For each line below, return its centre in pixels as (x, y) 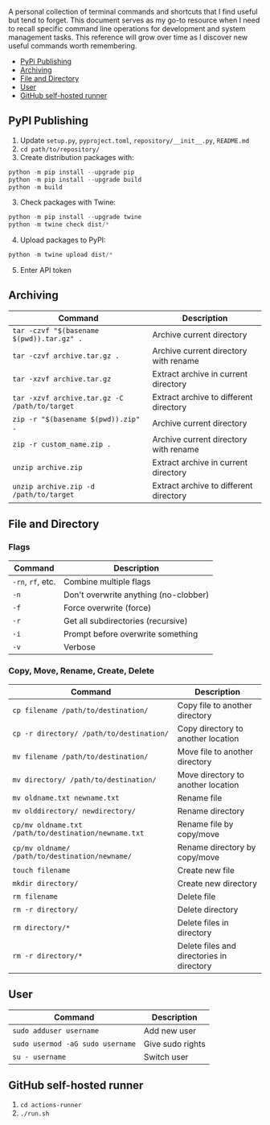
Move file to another (215, 752)
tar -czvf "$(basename (55, 330)
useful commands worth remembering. (73, 46)
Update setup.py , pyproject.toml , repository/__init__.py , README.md (135, 140)
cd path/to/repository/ (60, 149)
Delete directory (208, 909)
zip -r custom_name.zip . (62, 444)
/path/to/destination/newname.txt (78, 833)
